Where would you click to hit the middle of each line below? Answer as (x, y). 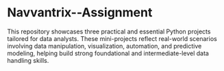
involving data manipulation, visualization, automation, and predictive (104, 46)
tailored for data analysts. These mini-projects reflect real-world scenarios (112, 38)
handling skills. (28, 60)
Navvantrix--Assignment (80, 13)
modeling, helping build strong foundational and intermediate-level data (108, 53)
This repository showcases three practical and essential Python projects (109, 31)
